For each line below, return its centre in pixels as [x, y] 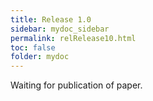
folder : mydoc [40, 57]
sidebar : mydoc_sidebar [60, 29]
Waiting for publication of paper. [76, 85]
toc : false [33, 47]
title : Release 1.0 [51, 19]
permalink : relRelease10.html [73, 38]
